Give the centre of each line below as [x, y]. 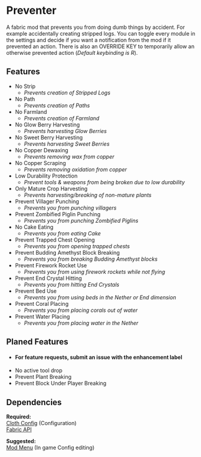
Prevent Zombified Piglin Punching [58, 214]
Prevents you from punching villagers [70, 208]
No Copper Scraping [40, 163]
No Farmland [31, 111]
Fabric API [19, 430]
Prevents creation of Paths [57, 105]
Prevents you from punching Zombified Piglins [81, 220]
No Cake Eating [34, 227]
